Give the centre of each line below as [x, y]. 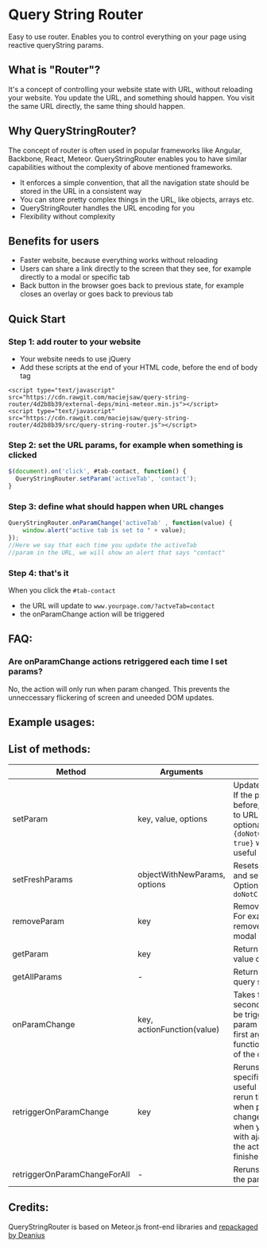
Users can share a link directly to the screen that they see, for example [135, 269]
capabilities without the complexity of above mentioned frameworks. [120, 167]
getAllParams [37, 976]
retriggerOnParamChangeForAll [71, 1174]
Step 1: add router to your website [75, 342]
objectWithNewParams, [182, 874]
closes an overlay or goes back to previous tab [96, 294]
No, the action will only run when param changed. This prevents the [119, 689]
